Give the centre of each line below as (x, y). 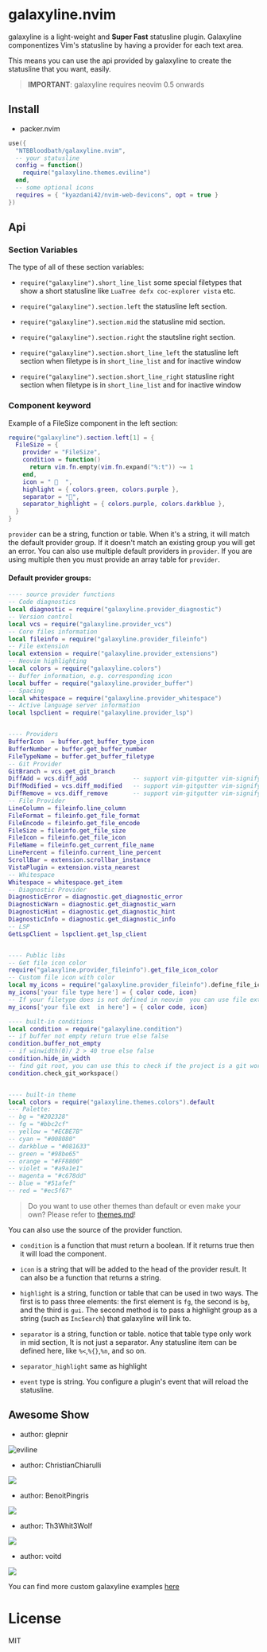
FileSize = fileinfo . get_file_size (67, 830)
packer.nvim (40, 128)
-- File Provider (37, 801)
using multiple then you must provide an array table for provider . (114, 559)
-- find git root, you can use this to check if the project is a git (128, 1066)
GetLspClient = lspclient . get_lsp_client (78, 934)
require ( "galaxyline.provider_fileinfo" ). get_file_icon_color (113, 970)
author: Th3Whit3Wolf (56, 1525)
